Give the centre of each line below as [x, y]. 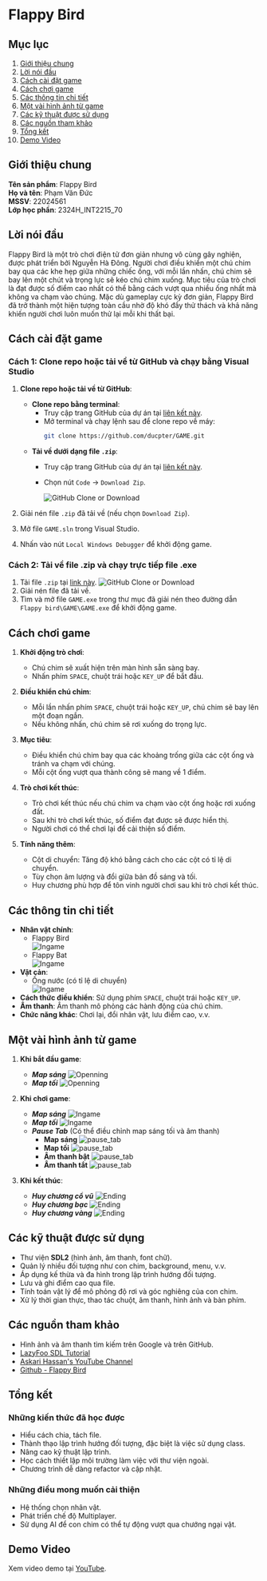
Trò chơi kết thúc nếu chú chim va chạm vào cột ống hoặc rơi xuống [143, 803]
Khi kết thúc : [41, 1180]
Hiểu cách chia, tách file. [61, 1435]
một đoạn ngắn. [57, 716]
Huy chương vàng [62, 1212]
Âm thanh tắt [66, 1164]
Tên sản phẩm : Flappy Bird [53, 184]
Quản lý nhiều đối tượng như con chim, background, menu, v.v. [123, 1266]
